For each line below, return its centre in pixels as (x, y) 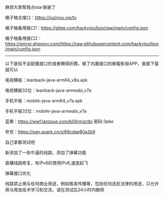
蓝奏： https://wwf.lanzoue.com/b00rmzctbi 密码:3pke (59, 121)
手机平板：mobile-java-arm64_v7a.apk (44, 101)
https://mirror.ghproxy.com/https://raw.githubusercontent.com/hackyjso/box (82, 44)
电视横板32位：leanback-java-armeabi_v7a (48, 90)
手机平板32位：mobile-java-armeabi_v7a (46, 111)
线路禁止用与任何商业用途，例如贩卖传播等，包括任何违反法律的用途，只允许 (82, 184)
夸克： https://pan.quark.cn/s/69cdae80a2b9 (50, 132)
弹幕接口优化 (18, 173)
